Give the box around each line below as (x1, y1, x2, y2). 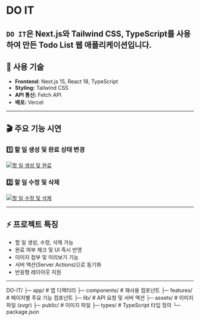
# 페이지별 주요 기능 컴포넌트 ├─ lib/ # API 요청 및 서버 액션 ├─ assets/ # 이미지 (6, 294, 194, 301)
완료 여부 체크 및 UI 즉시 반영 (14, 246, 82, 253)
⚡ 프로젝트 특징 (6, 219, 58, 229)
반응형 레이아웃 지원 (14, 269, 61, 276)
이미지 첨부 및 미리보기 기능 (14, 254, 79, 261)
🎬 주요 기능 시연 (6, 123, 62, 134)
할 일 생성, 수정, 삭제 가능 (14, 239, 74, 246)
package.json (6, 309, 40, 316)
